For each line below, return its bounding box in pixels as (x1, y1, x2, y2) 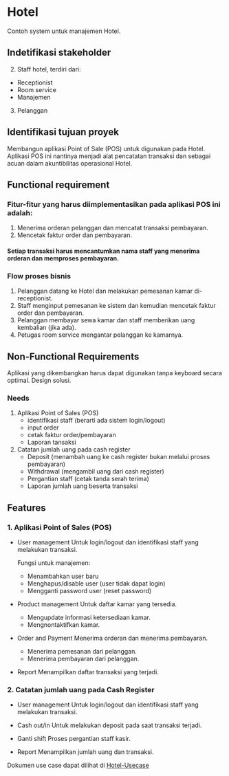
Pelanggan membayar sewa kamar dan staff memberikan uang (17, 316, 195, 324)
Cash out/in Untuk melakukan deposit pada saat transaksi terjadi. (17, 721, 202, 729)
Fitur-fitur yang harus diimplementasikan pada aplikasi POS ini (7, 199, 221, 209)
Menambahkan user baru (27, 572, 99, 580)
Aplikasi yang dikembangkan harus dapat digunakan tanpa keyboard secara (7, 368, 222, 377)
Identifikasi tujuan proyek (7, 126, 119, 138)
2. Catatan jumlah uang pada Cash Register (7, 685, 155, 694)
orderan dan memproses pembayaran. (7, 254, 120, 262)
